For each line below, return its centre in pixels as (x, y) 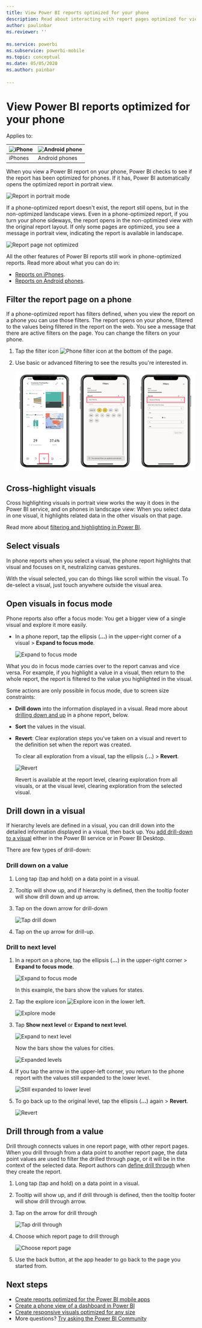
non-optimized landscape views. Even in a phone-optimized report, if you (97, 214)
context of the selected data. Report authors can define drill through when (98, 1165)
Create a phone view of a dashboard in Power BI (75, 1305)
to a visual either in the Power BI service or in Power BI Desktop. (86, 838)
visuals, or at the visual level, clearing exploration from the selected (98, 786)
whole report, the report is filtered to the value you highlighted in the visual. (99, 678)
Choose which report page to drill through (67, 1236)
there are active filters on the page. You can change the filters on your (93, 333)
